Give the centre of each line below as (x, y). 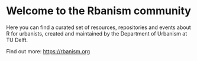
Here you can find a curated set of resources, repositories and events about (98, 27)
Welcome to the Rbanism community (98, 11)
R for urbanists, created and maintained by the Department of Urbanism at (97, 33)
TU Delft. (17, 40)
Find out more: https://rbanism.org (48, 51)
